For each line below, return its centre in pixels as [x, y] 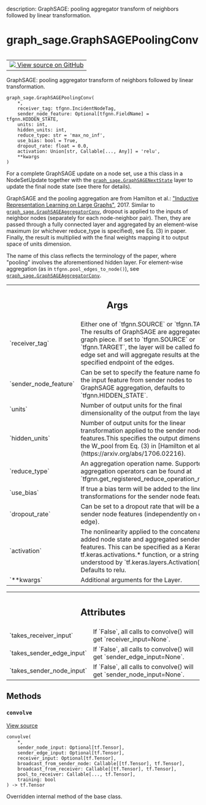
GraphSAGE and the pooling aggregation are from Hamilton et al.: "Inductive [102, 198]
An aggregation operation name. [127, 464]
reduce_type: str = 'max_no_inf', [61, 135]
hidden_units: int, [42, 130]
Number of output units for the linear [133, 423]
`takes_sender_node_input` [48, 670]
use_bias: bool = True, [48, 140]
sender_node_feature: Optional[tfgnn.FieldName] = [83, 114]
